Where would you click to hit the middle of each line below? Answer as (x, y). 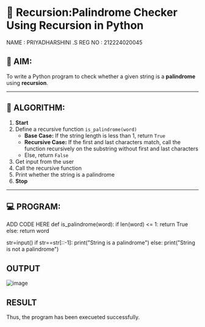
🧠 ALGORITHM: (36, 108)
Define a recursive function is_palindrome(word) (76, 129)
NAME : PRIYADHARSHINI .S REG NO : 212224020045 (74, 42)
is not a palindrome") (33, 249)
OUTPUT (23, 268)
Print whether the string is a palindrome (65, 174)
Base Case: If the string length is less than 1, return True (95, 135)
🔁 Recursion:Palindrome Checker (92, 13)
